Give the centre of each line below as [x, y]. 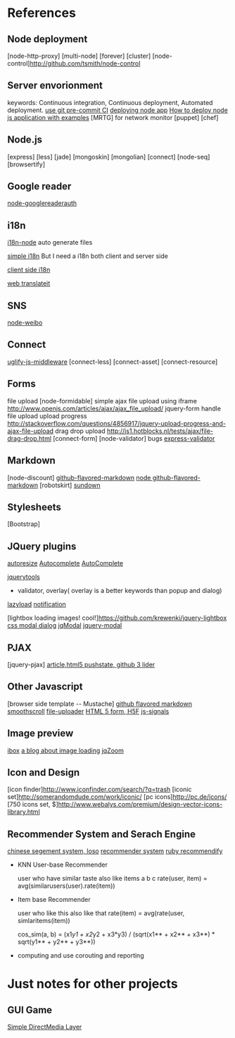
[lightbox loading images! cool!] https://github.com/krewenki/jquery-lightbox [117, 618]
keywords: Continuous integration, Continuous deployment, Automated [110, 102]
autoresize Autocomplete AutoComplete [65, 563]
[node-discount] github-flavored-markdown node [79, 477]
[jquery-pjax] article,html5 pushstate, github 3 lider [81, 664]
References [42, 13]
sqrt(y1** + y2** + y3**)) [57, 942]
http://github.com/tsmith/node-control [85, 63]
